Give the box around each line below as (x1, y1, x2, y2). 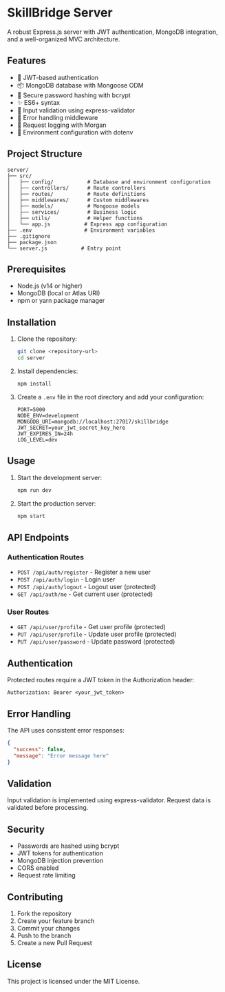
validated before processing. (7, 804, 89, 812)
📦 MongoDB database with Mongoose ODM (17, 81, 144, 89)
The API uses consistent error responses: (7, 726, 125, 734)
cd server (17, 355, 46, 361)
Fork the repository (17, 909, 72, 917)
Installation (7, 316, 56, 328)
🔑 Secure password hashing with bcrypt (17, 91, 131, 99)
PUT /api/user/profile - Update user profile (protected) (17, 630, 177, 639)
